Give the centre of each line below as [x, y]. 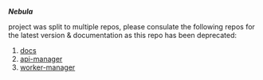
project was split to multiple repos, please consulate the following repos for [131, 27]
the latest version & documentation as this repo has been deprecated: [123, 35]
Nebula [21, 11]
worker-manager [47, 67]
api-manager [41, 59]
